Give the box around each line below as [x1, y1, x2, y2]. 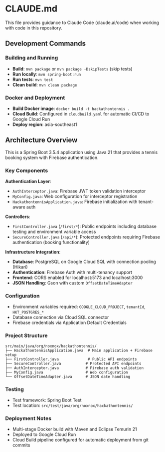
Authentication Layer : [5, 178, 51, 184]
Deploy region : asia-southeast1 [12, 121, 77, 127]
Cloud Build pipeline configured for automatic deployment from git [12, 437, 149, 443]
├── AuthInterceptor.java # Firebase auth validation [5, 365, 144, 370]
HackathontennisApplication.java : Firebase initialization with [12, 198, 138, 205]
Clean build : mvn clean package [12, 81, 77, 87]
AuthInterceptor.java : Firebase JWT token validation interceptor [12, 188, 146, 194]
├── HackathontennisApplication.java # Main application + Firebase [5, 348, 153, 353]
